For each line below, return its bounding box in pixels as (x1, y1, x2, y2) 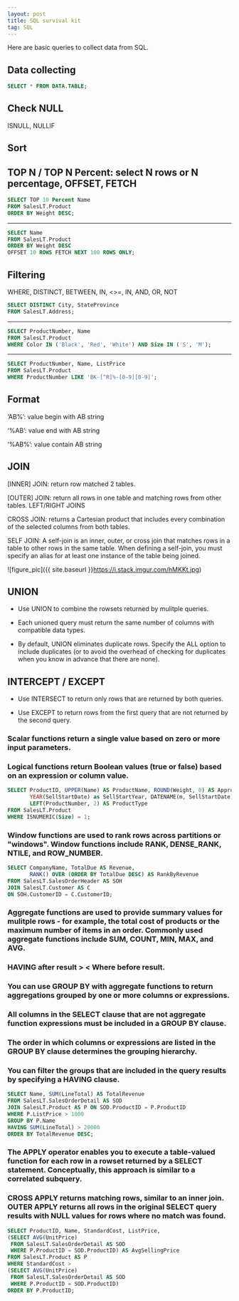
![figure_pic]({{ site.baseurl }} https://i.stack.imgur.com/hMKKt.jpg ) (7, 565, 202, 574)
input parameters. (7, 743, 71, 753)
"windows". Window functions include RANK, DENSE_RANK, (7, 839, 222, 849)
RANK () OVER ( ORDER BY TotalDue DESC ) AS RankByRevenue (29, 871, 199, 878)
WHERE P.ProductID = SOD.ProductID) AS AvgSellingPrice (10, 1247, 180, 1255)
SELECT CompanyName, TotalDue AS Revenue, (7, 864, 135, 872)
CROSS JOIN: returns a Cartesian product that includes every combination (7, 515, 225, 523)
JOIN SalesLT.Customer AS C (7, 884, 91, 891)
